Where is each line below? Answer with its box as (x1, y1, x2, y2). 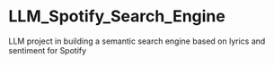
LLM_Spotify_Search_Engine (8, 6, 225, 27)
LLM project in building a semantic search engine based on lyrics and (8, 36, 266, 46)
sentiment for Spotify (8, 45, 87, 55)
